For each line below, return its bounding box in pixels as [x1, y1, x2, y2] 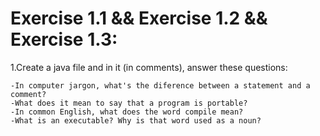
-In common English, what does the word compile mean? [10, 107, 244, 117]
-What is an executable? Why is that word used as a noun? [10, 115, 262, 126]
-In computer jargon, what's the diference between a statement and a [10, 80, 311, 91]
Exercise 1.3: [10, 28, 118, 51]
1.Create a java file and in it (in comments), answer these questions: [10, 61, 288, 73]
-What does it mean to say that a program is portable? [10, 98, 248, 108]
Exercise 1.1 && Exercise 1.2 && [10, 7, 268, 30]
